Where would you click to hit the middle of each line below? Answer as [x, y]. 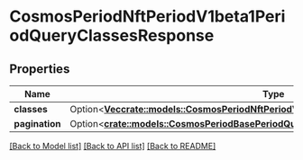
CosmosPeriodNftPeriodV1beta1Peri [147, 17]
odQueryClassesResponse [112, 36]
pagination [37, 124]
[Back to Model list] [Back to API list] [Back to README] [113, 146]
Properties [40, 69]
